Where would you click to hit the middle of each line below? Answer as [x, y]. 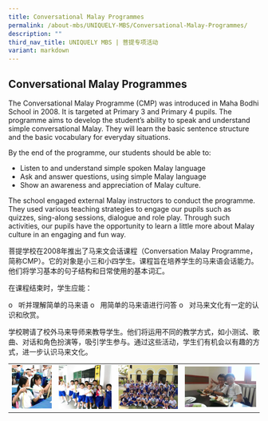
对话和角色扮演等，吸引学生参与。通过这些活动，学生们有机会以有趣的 [137, 342]
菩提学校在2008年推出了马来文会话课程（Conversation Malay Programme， [133, 251]
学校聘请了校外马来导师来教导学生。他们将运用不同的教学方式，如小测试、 [130, 332]
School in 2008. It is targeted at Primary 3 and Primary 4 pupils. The [120, 111]
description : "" [35, 34]
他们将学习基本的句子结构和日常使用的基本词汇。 [89, 271]
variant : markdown [39, 51]
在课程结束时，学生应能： [50, 288]
